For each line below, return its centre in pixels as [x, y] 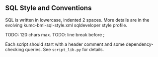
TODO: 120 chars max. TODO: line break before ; [55, 34]
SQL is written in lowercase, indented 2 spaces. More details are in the [77, 20]
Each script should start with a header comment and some [65, 44]
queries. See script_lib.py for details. [65, 49]
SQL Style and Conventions [48, 8]
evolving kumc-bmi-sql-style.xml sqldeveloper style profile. [66, 25]
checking [15, 49]
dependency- [140, 44]
